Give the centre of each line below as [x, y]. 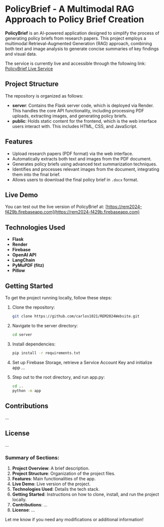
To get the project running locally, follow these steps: [59, 298]
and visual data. [21, 54]
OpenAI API [24, 255]
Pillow [19, 270]
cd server [22, 335]
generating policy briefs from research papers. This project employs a [76, 38]
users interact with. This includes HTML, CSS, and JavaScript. [75, 126]
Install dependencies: [34, 344]
